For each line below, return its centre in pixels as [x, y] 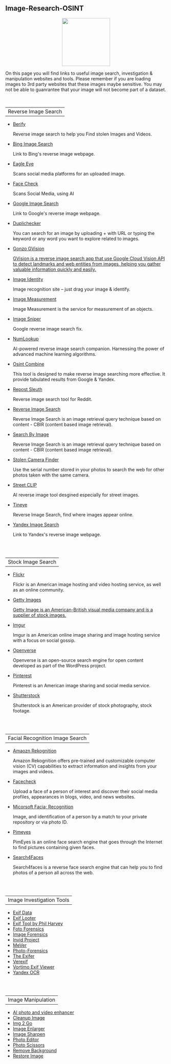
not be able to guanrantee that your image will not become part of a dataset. [86, 90]
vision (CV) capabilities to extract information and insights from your [85, 766]
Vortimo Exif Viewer [34, 967]
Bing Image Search [33, 144]
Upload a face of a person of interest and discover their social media [85, 791]
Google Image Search [36, 203]
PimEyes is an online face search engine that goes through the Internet [88, 842]
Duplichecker [27, 223]
